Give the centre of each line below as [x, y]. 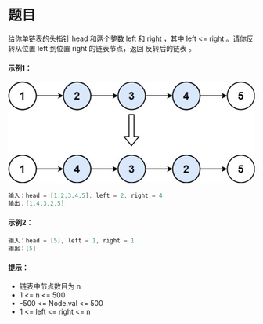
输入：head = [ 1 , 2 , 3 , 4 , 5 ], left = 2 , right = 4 [85, 195]
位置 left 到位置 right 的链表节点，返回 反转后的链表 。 [108, 48]
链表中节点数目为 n [50, 286]
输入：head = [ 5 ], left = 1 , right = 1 [71, 240]
